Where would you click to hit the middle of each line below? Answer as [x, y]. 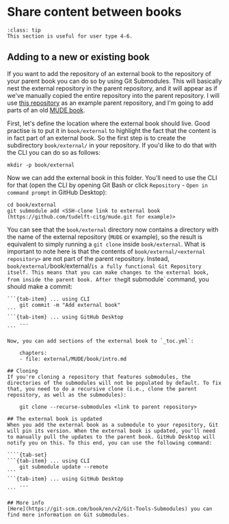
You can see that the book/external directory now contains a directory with [113, 229]
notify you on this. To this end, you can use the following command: [110, 442]
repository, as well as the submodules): [67, 395]
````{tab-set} [27, 455]
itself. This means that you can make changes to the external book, [108, 272]
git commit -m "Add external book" [70, 305]
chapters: [33, 353]
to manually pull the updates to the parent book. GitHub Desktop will [111, 437]
